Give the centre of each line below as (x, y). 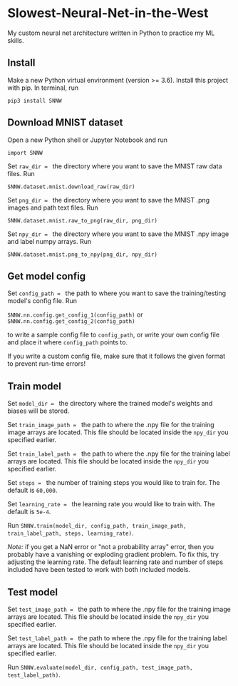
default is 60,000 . (32, 491)
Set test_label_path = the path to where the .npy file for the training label (117, 638)
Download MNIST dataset (65, 123)
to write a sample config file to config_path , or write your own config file (113, 335)
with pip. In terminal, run (43, 88)
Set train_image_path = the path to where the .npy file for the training (111, 425)
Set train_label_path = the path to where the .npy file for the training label (119, 454)
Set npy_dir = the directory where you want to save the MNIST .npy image (118, 234)
